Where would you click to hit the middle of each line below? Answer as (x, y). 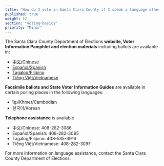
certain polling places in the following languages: (54, 92)
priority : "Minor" (24, 28)
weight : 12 (16, 18)
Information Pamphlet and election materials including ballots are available (82, 47)
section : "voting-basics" (31, 23)
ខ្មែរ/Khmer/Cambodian (34, 102)
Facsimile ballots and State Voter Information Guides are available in (75, 87)
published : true (21, 14)
